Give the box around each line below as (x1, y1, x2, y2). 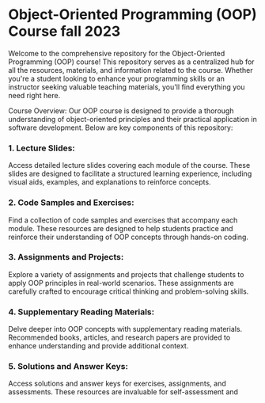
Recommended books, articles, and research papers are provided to (8, 333, 231, 342)
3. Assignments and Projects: (8, 252, 124, 263)
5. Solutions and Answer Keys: (8, 361, 129, 372)
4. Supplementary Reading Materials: (8, 306, 155, 317)
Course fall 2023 (8, 22, 121, 40)
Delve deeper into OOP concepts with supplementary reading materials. (8, 325, 243, 334)
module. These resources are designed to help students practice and (8, 223, 233, 233)
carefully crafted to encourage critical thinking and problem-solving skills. (8, 287, 249, 296)
